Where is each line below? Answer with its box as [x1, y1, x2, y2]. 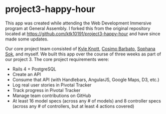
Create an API [12, 71, 41, 77]
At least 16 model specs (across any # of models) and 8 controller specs [12, 97, 161, 103]
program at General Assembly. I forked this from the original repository [5, 25, 151, 31]
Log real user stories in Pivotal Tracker [12, 81, 92, 88]
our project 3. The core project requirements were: [5, 56, 109, 62]
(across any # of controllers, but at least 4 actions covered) [12, 103, 135, 109]
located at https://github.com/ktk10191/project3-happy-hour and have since [5, 30, 161, 36]
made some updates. [5, 36, 49, 42]
